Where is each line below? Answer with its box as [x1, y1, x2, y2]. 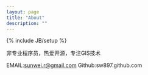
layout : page [6, 9, 40, 15]
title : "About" [6, 15, 45, 21]
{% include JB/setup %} [6, 37, 67, 45]
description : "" [6, 20, 48, 26]
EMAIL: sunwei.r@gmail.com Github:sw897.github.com [6, 62, 143, 69]
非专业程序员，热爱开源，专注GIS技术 [6, 49, 101, 57]
